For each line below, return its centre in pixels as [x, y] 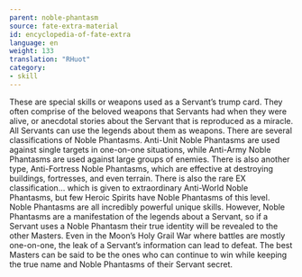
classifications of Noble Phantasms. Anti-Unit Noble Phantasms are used [145, 139]
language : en [34, 43]
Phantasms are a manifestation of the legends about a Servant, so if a [139, 216]
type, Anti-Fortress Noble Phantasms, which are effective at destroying [141, 168]
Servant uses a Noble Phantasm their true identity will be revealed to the [144, 226]
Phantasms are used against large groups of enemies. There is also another [150, 159]
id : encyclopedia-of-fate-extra [70, 34]
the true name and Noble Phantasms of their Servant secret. [121, 264]
